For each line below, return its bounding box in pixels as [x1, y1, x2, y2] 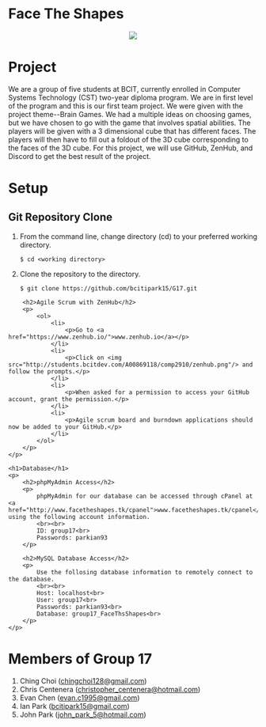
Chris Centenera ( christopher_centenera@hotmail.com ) [19, 684, 201, 694]
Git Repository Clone [8, 210, 113, 224]
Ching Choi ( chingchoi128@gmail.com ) [19, 676, 147, 685]
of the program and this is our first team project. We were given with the [8, 100, 244, 111]
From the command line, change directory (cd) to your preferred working [19, 231, 258, 241]
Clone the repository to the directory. [19, 269, 141, 278]
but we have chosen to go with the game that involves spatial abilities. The [8, 118, 251, 127]
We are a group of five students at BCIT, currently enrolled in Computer [8, 84, 241, 93]
